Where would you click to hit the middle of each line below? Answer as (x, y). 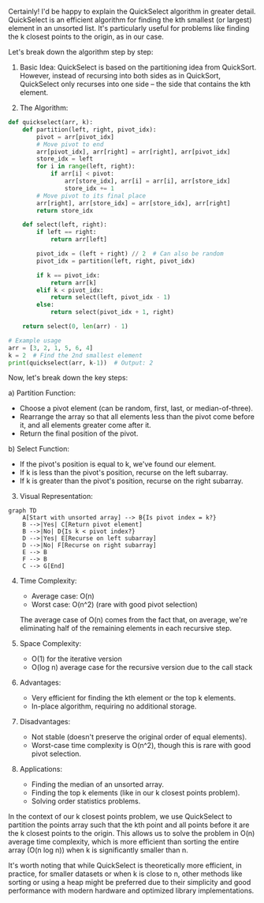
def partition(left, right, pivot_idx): (89, 130)
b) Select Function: (39, 449)
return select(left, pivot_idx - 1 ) (110, 297)
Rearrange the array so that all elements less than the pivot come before (137, 417)
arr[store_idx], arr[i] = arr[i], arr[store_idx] (147, 181)
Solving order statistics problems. (86, 801)
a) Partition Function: (42, 393)
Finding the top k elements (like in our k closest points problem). (136, 793)
